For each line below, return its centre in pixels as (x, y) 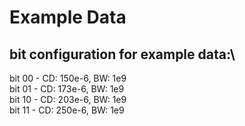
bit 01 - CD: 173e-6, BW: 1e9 (67, 89)
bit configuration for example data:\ (122, 54)
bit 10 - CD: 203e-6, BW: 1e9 (68, 99)
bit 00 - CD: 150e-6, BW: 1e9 (68, 78)
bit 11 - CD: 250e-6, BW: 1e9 (67, 110)
